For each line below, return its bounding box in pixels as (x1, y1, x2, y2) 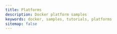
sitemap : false (5, 21, 37, 26)
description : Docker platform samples (5, 12, 87, 17)
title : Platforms (5, 7, 42, 12)
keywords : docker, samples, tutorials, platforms (5, 16, 112, 21)
